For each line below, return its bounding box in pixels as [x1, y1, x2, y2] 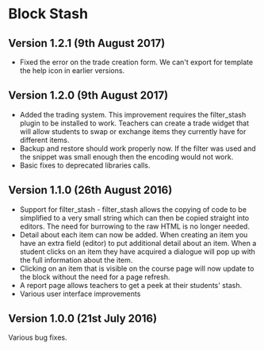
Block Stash [8, 5, 89, 23]
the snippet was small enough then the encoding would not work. [19, 152, 234, 161]
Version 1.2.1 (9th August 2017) [8, 37, 166, 50]
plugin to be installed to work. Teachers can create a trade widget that [19, 118, 250, 128]
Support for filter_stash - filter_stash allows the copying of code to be [19, 204, 247, 214]
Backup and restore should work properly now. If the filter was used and [19, 144, 256, 153]
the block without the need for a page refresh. [19, 271, 170, 282]
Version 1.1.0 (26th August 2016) [8, 183, 173, 197]
